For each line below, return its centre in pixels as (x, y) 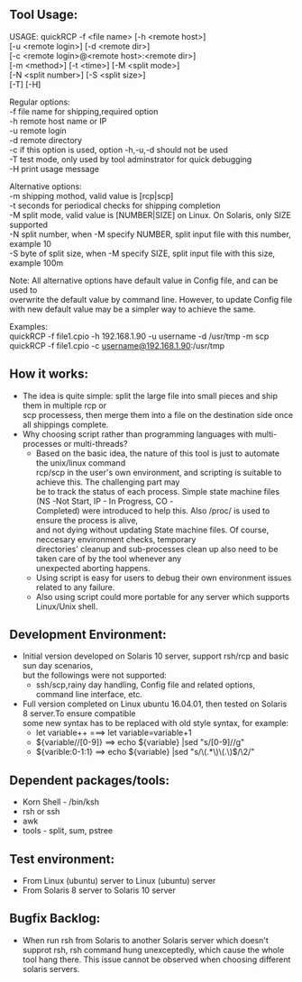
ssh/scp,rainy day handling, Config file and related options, (145, 685)
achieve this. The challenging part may (108, 482)
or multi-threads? (96, 443)
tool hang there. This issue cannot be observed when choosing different (156, 959)
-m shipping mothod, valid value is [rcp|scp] (92, 195)
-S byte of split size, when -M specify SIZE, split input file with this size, (142, 253)
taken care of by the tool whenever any (109, 559)
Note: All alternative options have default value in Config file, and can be (144, 280)
